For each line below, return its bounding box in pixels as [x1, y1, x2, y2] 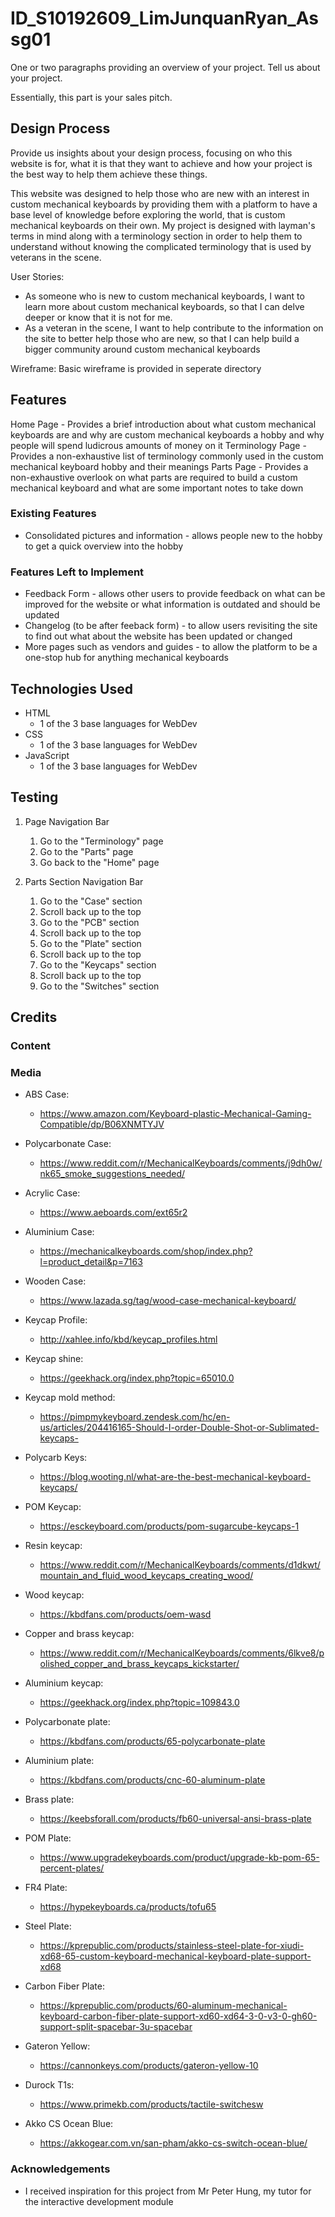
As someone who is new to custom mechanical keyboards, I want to [24, 290, 305, 302]
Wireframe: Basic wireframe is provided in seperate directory [10, 362, 262, 374]
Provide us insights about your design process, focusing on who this [10, 147, 293, 159]
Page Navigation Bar [24, 815, 110, 827]
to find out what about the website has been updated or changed [24, 630, 293, 642]
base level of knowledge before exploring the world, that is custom [10, 208, 286, 221]
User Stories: [10, 270, 65, 282]
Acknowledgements [10, 2162, 111, 2176]
